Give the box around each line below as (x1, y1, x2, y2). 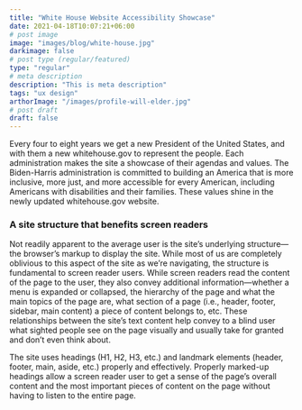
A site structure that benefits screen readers (9, 218, 209, 231)
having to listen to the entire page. (9, 390, 137, 401)
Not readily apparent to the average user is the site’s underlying (9, 239, 245, 250)
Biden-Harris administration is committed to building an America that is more (9, 168, 294, 178)
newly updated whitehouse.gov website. (9, 196, 160, 207)
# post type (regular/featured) (9, 55, 131, 64)
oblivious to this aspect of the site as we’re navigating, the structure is (9, 258, 270, 269)
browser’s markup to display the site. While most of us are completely (23, 249, 282, 260)
